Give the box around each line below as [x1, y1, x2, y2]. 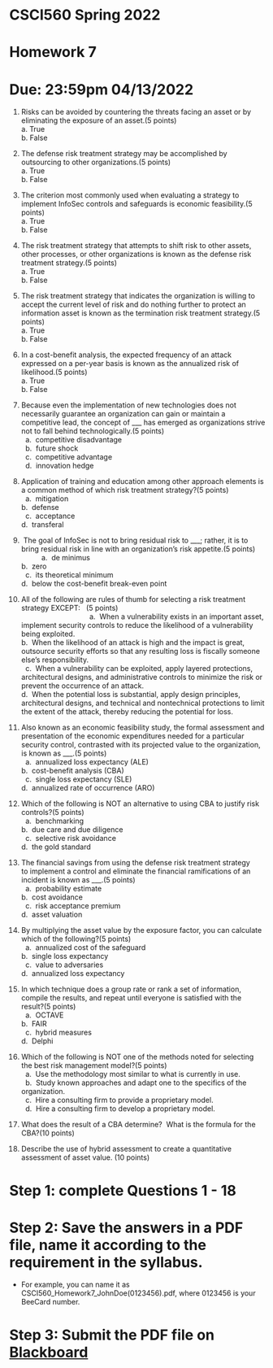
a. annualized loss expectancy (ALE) [24, 757, 149, 767]
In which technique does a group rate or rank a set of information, [20, 984, 242, 994]
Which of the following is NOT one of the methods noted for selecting [20, 1052, 254, 1062]
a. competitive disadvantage [24, 435, 123, 445]
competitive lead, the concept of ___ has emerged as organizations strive [20, 417, 266, 428]
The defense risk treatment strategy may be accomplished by [20, 149, 227, 159]
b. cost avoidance [20, 892, 84, 902]
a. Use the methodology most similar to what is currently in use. [24, 1070, 240, 1079]
